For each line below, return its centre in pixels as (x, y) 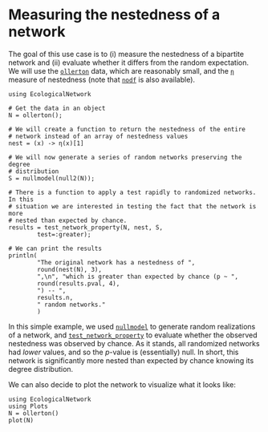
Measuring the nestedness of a (114, 15)
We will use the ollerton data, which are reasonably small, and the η (121, 71)
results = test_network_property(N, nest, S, (85, 227)
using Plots (28, 406)
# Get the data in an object (57, 108)
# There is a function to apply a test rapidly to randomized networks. (132, 192)
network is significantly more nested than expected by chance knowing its (131, 360)
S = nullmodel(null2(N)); (51, 178)
